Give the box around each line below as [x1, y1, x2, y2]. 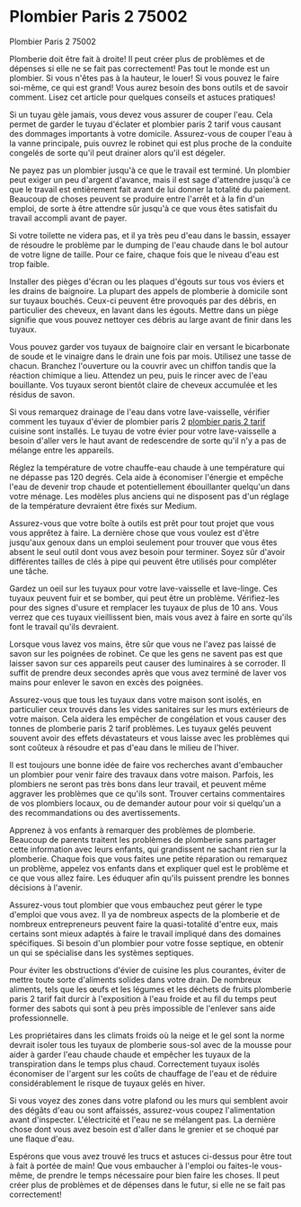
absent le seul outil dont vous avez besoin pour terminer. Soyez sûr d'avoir [9, 546, 286, 557]
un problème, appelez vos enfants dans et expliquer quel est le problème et [9, 863, 289, 873]
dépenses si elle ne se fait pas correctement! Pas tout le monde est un [9, 63, 270, 74]
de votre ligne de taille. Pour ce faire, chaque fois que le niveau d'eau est [9, 249, 279, 260]
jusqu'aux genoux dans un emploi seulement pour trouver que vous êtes [9, 537, 278, 548]
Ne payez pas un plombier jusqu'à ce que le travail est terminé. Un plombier [9, 165, 290, 175]
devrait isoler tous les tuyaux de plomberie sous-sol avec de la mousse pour [9, 1039, 292, 1050]
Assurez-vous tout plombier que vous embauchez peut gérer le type [9, 899, 263, 910]
